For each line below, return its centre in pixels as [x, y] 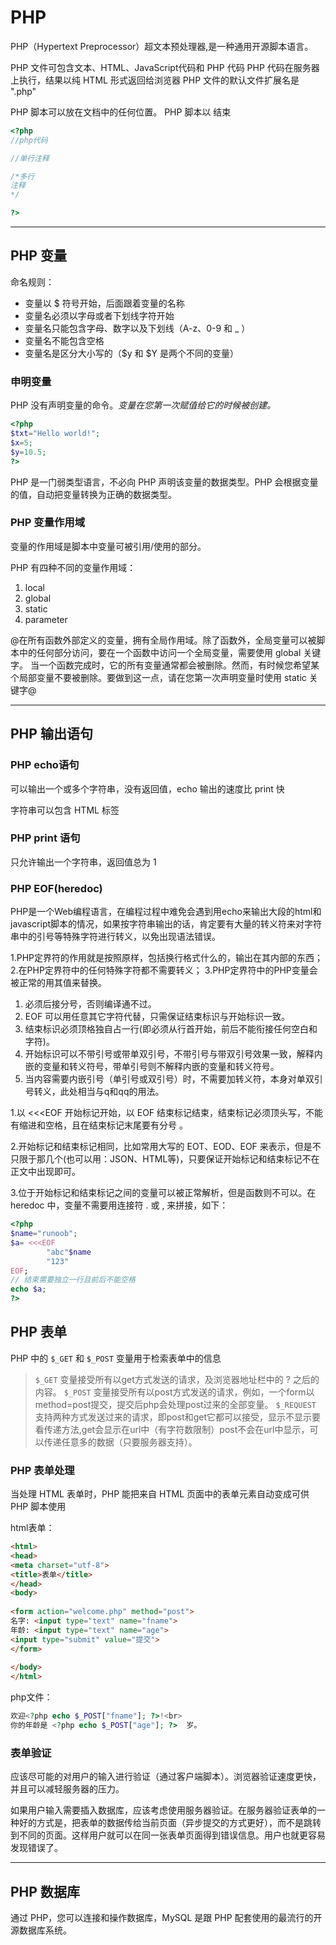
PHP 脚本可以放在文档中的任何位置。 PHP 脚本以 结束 [121, 112]
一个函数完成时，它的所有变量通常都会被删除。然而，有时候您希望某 [179, 665]
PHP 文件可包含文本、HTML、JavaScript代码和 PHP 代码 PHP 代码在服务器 [165, 67]
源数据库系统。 [41, 1930]
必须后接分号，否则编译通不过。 [90, 1004]
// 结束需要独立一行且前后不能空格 [73, 1280]
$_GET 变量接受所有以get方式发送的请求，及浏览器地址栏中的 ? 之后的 [177, 1379]
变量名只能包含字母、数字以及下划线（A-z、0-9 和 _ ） [137, 328]
